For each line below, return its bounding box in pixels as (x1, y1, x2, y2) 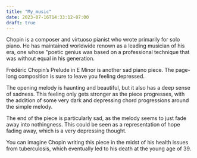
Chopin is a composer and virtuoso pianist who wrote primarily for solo (6, 36, 180, 43)
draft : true (6, 20, 36, 26)
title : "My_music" (6, 8, 52, 15)
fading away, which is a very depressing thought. (6, 127, 127, 134)
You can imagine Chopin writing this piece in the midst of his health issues (6, 139, 189, 146)
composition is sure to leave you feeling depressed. (18, 72, 145, 80)
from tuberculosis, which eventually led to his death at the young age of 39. (6, 145, 192, 152)
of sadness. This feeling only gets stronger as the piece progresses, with (6, 90, 185, 98)
